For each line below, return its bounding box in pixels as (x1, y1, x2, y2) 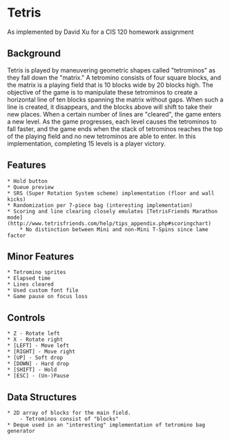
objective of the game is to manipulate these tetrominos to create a (7, 88, 198, 96)
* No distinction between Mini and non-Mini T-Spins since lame (19, 226, 209, 233)
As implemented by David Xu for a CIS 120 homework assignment (7, 28, 194, 36)
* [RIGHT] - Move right (7, 349, 76, 355)
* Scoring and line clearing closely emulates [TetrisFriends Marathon (7, 208, 218, 215)
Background (7, 48, 61, 59)
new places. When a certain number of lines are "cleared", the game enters (7, 110, 222, 118)
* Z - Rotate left (7, 330, 60, 337)
